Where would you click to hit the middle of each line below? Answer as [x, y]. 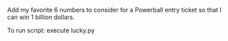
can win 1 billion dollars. [41, 17]
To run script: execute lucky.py [51, 30]
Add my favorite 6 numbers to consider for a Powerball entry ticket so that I [114, 10]
